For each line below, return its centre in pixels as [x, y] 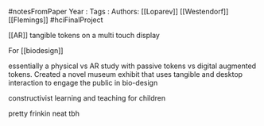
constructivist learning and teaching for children [87, 98]
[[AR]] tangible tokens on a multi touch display [84, 35]
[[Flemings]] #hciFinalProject [56, 20]
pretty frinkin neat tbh [44, 113]
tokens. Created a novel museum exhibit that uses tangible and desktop [126, 74]
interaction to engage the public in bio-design [83, 83]
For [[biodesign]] [36, 50]
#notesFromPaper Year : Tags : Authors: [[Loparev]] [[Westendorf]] [118, 11]
